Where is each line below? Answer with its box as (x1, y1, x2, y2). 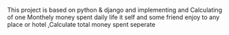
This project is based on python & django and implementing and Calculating (7, 6, 223, 14)
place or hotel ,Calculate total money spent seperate (7, 21, 156, 28)
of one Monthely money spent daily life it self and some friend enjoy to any (7, 13, 220, 21)
